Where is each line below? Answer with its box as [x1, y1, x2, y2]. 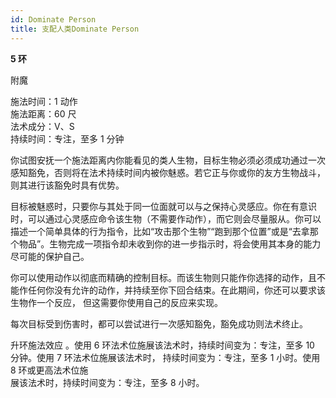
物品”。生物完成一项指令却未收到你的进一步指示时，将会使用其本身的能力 [18, 237, 322, 250]
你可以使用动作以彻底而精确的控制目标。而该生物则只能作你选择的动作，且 [10, 271, 317, 283]
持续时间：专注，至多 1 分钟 [10, 132, 125, 145]
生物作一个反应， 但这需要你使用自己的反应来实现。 [10, 296, 223, 308]
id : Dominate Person [10, 14, 97, 25]
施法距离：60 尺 [10, 107, 77, 120]
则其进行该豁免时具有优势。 [10, 179, 125, 191]
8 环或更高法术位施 [10, 364, 89, 376]
